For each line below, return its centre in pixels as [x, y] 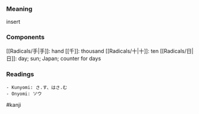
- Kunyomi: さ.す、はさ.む [37, 87]
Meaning [19, 9]
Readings [20, 74]
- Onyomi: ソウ [24, 94]
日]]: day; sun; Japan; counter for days [54, 58]
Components [25, 37]
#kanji [14, 104]
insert [13, 22]
